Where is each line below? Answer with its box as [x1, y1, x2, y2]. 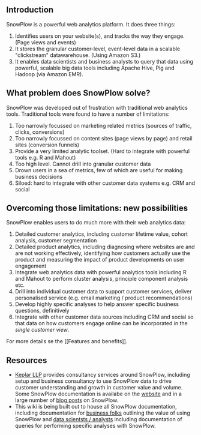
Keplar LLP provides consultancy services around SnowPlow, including [14, 371, 190, 379]
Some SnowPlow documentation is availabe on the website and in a [14, 390, 182, 398]
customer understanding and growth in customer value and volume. [14, 384, 183, 391]
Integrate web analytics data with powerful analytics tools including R [14, 269, 187, 276]
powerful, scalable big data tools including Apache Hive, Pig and [14, 64, 175, 71]
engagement [14, 262, 47, 269]
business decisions [14, 173, 63, 180]
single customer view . [14, 326, 70, 334]
